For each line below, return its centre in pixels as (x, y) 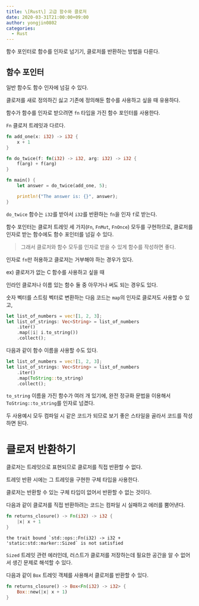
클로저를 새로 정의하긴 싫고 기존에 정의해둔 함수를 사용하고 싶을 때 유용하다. (93, 100)
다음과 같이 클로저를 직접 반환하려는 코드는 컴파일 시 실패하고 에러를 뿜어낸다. (96, 505)
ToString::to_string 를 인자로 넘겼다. (50, 403)
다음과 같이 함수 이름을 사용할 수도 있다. (52, 350)
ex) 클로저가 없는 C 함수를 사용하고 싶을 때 (56, 272)
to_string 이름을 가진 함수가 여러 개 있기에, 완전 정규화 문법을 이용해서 (89, 395)
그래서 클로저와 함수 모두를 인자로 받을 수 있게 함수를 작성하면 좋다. (98, 247)
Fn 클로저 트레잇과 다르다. (36, 125)
